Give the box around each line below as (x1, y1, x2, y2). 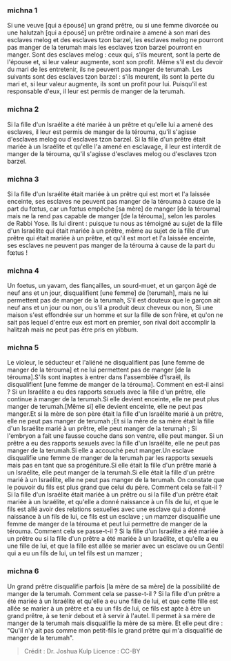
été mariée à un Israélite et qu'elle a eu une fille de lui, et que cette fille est (7, 597, 219, 605)
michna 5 (7, 343, 39, 352)
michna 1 (7, 6, 38, 15)
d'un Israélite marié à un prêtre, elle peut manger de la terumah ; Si (7, 424, 197, 433)
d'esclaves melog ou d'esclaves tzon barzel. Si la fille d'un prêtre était (7, 135, 205, 143)
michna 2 (7, 104, 39, 114)
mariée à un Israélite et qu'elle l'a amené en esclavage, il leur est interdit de (7, 142, 221, 151)
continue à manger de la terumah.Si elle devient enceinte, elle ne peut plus (7, 395, 219, 403)
